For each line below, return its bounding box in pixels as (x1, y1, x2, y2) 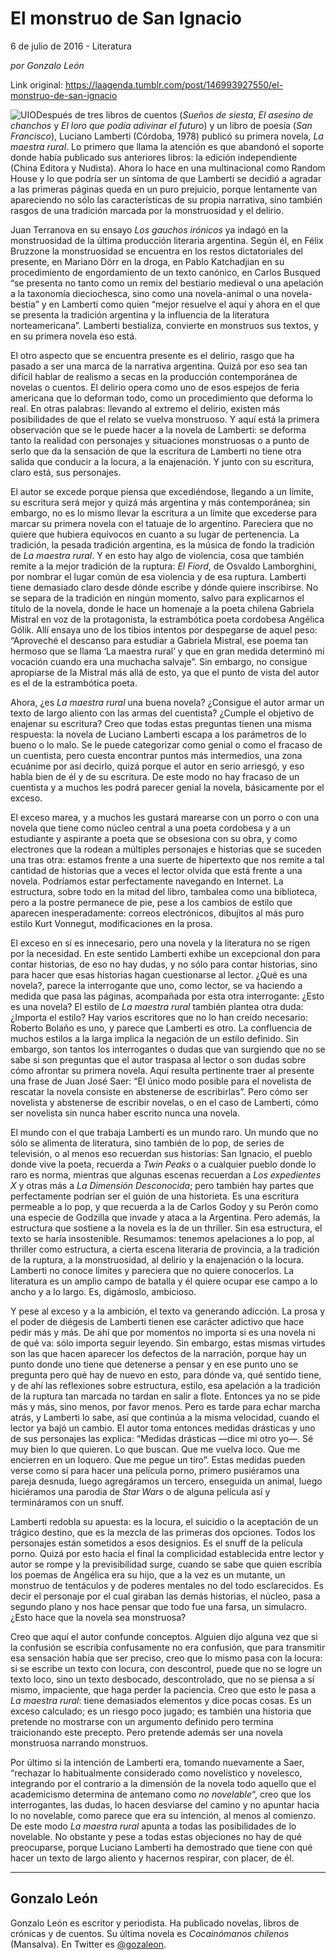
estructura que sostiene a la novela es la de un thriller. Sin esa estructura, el (10, 1222, 323, 1234)
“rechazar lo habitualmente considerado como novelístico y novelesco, (10, 1767, 303, 1779)
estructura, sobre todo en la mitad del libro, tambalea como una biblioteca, (10, 885, 318, 897)
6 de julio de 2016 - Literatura (10, 40, 132, 52)
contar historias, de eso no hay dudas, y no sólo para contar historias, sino (10, 958, 318, 970)
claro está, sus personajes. (10, 466, 122, 478)
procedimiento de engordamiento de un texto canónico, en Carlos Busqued (10, 266, 321, 278)
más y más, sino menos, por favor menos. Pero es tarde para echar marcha (10, 1400, 321, 1412)
